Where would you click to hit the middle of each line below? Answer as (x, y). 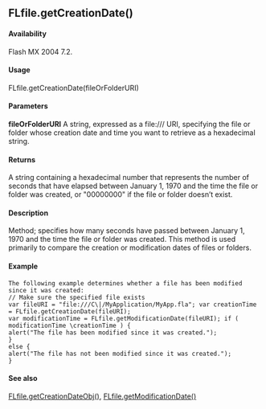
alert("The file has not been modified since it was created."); (120, 354)
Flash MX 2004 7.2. (41, 51)
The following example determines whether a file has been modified (125, 283)
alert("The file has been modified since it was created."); (113, 333)
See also (23, 378)
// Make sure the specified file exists (77, 297)
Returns (22, 159)
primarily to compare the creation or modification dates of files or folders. (130, 247)
